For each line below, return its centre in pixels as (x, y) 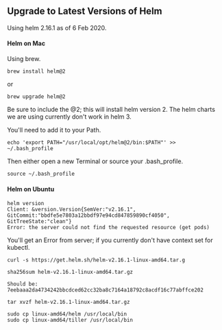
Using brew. (24, 59)
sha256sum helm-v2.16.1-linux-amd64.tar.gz (70, 272)
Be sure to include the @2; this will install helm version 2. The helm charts (111, 110)
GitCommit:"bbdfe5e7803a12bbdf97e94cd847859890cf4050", (88, 215)
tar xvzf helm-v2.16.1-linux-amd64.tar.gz (69, 302)
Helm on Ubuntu (31, 189)
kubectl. (18, 248)
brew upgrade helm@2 (37, 97)
